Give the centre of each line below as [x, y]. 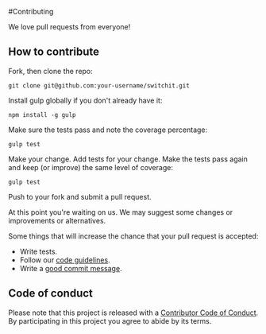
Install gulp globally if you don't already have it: [85, 100]
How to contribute [54, 52]
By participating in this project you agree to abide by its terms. [110, 320]
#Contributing [31, 12]
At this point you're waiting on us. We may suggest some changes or [121, 212]
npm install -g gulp [42, 115]
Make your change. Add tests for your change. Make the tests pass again [128, 159]
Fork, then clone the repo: [50, 71]
